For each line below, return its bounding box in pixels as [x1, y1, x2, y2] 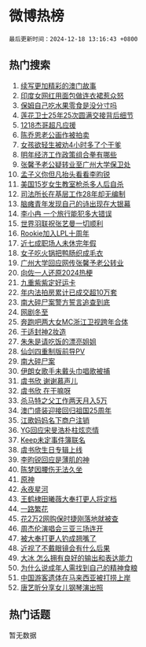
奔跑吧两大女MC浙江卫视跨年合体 [20, 316, 129, 327]
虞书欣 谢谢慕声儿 [20, 375, 78, 386]
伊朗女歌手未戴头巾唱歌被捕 [20, 366, 111, 375]
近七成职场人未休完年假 [20, 238, 97, 248]
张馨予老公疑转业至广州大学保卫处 [20, 159, 131, 169]
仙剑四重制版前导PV [20, 346, 86, 356]
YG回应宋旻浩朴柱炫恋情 [20, 425, 100, 434]
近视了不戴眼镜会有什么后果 [20, 543, 111, 553]
